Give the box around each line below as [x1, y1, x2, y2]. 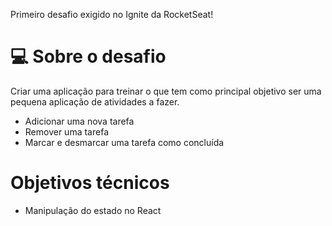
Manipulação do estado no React [24, 204, 162, 216]
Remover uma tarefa [24, 125, 109, 138]
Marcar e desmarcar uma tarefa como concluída [24, 136, 225, 148]
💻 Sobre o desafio [10, 45, 167, 68]
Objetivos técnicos [10, 172, 170, 194]
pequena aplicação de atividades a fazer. [10, 95, 180, 108]
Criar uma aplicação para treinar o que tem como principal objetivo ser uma [10, 85, 322, 97]
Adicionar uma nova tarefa [24, 115, 135, 127]
